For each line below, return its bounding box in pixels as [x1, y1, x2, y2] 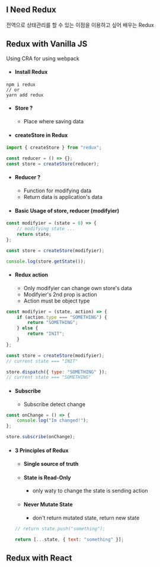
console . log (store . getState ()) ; [6, 258, 86, 264]
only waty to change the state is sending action [32, 487, 148, 494]
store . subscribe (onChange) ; [6, 434, 76, 440]
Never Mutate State [23, 501, 73, 508]
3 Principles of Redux [14, 447, 69, 454]
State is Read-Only [23, 473, 71, 481]
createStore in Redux [14, 131, 68, 139]
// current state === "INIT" [6, 358, 78, 364]
